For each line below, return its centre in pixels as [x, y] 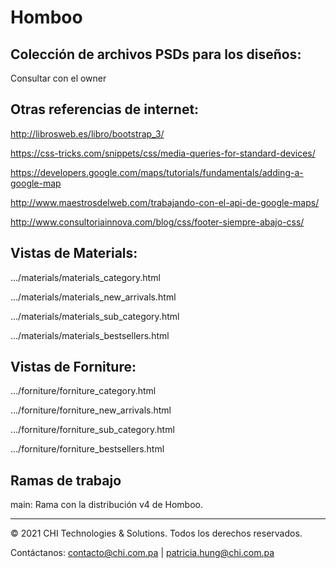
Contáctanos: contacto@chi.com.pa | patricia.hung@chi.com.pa [142, 553]
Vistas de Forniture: [73, 367]
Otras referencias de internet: [105, 109]
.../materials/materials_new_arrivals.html [93, 297]
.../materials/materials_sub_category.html [95, 316]
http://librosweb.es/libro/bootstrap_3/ [87, 133]
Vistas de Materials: [74, 253]
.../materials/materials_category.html [85, 277]
